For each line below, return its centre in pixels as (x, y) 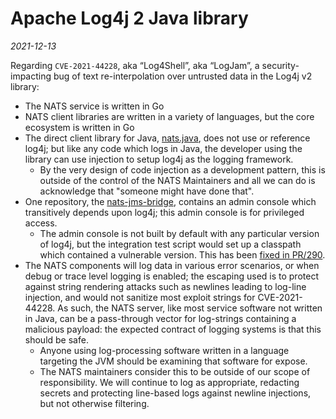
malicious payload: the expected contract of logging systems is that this (173, 329)
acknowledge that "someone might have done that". (147, 191)
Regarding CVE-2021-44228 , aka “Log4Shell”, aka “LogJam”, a (135, 65)
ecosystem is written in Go (79, 127)
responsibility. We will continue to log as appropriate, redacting (169, 382)
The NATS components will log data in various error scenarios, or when (172, 265)
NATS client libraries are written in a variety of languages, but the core (169, 116)
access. (41, 223)
